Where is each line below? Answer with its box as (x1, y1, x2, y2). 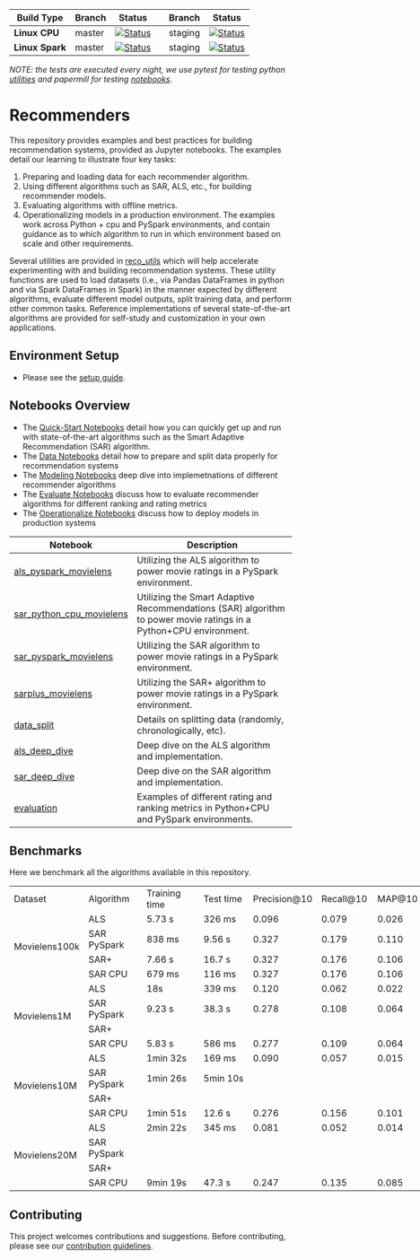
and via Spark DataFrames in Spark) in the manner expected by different (9, 284, 277, 294)
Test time (203, 893, 242, 906)
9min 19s (146, 1177, 187, 1189)
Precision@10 (252, 893, 313, 906)
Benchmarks (9, 843, 83, 858)
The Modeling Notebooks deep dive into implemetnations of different (22, 469, 278, 480)
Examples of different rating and (136, 790, 272, 802)
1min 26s (146, 1072, 187, 1085)
